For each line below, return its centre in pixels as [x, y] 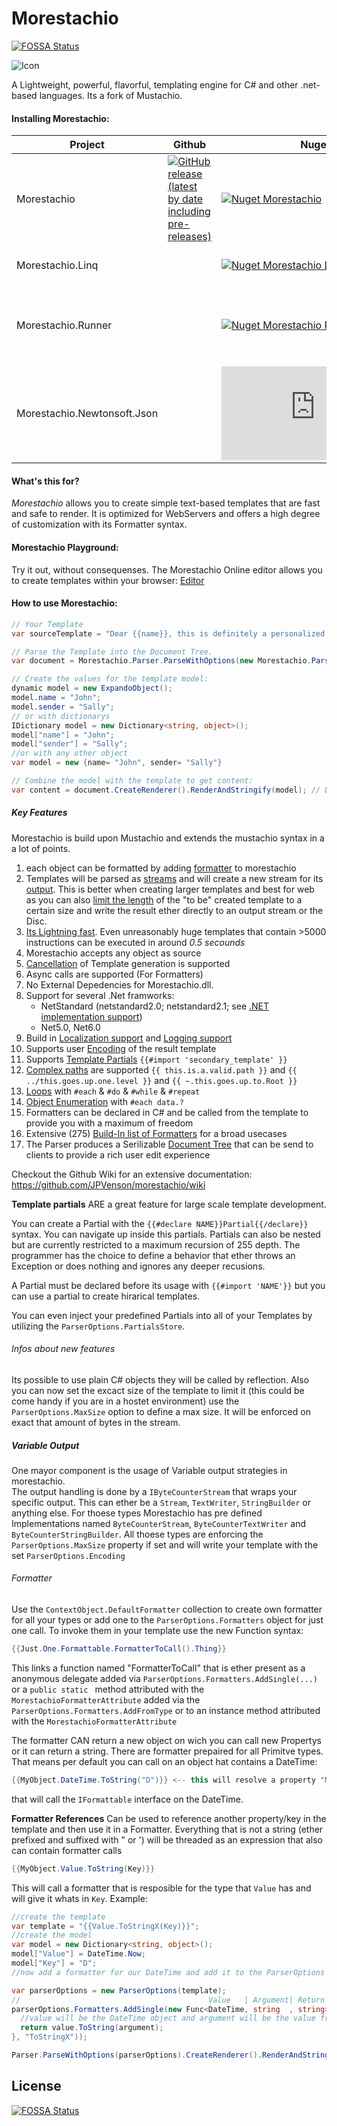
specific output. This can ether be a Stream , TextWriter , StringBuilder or [161, 1502]
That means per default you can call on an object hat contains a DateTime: [164, 1761]
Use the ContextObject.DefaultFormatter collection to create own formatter [167, 1609]
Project [87, 145]
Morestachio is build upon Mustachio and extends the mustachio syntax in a [168, 838]
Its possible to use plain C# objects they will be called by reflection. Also [160, 1379]
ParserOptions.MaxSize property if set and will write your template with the [165, 1544]
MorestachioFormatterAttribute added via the [106, 1699]
